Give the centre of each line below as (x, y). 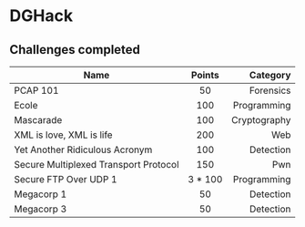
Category (270, 75)
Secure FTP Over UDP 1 (66, 179)
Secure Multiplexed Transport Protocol (97, 165)
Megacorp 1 (41, 194)
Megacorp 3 (41, 209)
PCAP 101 (36, 90)
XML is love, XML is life (63, 135)
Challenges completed (75, 50)
